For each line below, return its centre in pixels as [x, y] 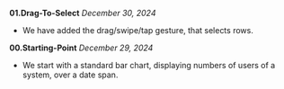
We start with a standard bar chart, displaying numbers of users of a [149, 65]
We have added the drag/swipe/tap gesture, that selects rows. [138, 30]
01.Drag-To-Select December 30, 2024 [83, 13]
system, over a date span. [70, 75]
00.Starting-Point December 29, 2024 [81, 48]
